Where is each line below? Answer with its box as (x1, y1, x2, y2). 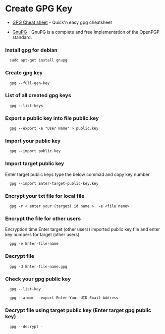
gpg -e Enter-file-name (9, 241, 58, 246)
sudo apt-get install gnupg (9, 58, 68, 63)
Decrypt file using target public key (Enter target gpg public (5, 307, 152, 314)
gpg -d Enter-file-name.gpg (9, 264, 68, 269)
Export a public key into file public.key (5, 114, 99, 121)
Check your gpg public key (5, 276, 71, 282)
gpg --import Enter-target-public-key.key (9, 181, 99, 186)
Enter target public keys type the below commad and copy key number (5, 171, 150, 177)
